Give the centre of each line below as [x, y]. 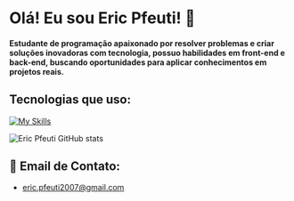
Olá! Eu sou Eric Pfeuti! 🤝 [102, 18]
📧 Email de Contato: [65, 166]
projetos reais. [37, 71]
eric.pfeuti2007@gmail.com [73, 188]
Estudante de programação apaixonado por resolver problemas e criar [142, 43]
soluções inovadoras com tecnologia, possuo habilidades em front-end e [147, 52]
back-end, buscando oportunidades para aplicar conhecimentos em [138, 62]
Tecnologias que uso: [70, 100]
